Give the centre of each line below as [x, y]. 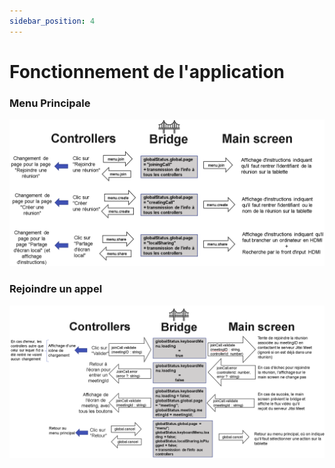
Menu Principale [50, 103]
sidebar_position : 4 [52, 21]
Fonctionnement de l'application [147, 71]
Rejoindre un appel [56, 289]
